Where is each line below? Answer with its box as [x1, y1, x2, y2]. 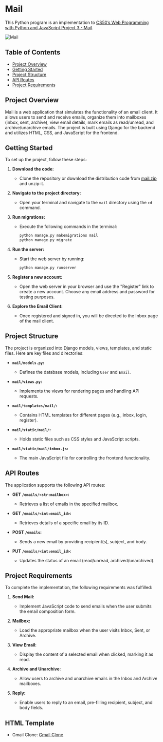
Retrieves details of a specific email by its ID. [19, 520, 109, 526]
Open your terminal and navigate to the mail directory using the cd [19, 200, 152, 206]
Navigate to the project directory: [12, 190, 81, 196]
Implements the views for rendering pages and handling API [19, 388, 140, 394]
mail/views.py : [12, 379, 42, 384]
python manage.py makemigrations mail [19, 233, 98, 238]
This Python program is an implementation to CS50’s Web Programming [5, 19, 149, 25]
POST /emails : [12, 529, 42, 535]
